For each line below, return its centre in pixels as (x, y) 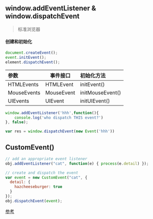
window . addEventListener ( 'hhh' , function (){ (52, 113)
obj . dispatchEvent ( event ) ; (34, 201)
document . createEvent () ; (32, 53)
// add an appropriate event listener (46, 159)
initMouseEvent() (101, 92)
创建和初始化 (19, 42)
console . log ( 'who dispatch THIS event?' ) (59, 118)
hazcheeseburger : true (38, 187)
